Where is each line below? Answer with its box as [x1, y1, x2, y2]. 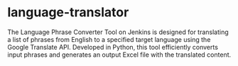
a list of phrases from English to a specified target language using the [7, 35, 211, 43]
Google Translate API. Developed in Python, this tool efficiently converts [7, 43, 219, 51]
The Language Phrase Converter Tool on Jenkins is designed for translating [7, 28, 229, 36]
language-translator [7, 4, 129, 21]
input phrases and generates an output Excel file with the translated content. [7, 50, 232, 59]
